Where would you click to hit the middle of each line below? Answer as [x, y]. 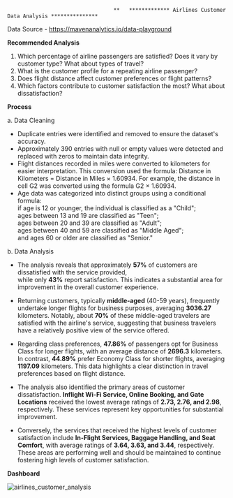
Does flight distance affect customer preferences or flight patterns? [114, 78]
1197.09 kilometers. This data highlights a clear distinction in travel [113, 366]
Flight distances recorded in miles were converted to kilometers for [114, 163]
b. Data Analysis [31, 251]
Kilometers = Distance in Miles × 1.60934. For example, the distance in [119, 178]
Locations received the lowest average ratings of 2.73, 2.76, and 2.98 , [119, 402]
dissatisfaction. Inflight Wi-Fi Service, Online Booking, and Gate [111, 394]
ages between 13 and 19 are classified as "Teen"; [88, 215]
